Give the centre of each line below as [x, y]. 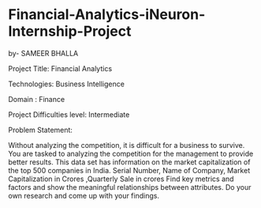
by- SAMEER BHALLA [43, 53]
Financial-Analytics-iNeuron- [107, 15]
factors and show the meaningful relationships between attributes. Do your [130, 187]
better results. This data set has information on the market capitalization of [129, 162]
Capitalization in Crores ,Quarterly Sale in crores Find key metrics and [121, 179]
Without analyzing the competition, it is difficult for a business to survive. [127, 145]
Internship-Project [70, 31]
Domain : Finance [37, 99]
